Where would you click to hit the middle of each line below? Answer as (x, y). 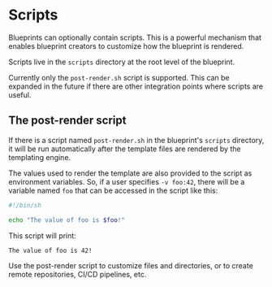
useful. (20, 94)
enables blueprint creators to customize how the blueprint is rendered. (126, 46)
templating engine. (40, 157)
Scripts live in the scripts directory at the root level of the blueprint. (122, 62)
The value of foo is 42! (50, 250)
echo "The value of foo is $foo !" (67, 220)
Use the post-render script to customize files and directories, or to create (131, 265)
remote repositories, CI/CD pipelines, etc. (78, 274)
